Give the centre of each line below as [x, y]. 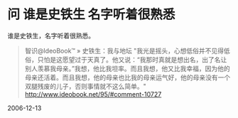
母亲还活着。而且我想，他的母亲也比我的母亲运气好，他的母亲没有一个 [128, 77]
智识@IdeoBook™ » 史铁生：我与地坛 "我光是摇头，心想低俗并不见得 [124, 50]
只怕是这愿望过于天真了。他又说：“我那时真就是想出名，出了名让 [132, 59]
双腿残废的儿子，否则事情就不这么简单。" [86, 86]
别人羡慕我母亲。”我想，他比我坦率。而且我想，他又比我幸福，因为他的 [127, 68]
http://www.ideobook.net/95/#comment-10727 [93, 94]
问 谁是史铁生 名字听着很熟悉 [91, 15]
